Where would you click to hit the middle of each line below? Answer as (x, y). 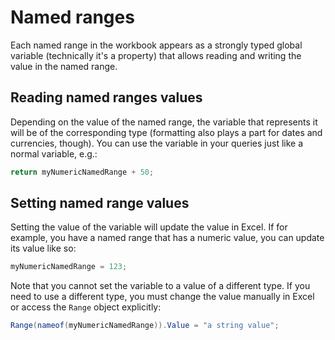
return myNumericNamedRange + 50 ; (82, 172)
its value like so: (43, 248)
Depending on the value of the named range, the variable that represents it (164, 122)
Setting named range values (100, 203)
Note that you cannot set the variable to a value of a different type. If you (160, 286)
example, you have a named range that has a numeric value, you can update (167, 238)
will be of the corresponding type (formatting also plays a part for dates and (166, 132)
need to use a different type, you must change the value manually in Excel (162, 297)
